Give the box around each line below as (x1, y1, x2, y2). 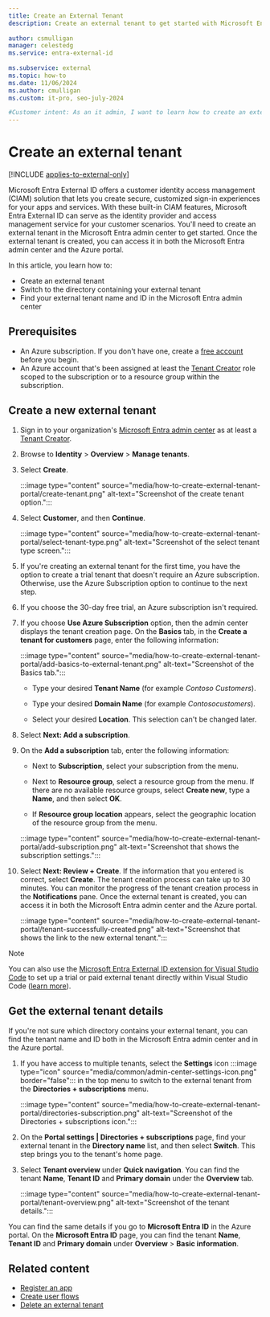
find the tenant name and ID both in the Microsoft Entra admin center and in (8, 1034, 259, 1044)
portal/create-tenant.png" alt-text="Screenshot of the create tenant (19, 489, 244, 498)
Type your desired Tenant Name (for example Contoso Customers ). (31, 683, 256, 693)
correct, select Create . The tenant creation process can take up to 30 (19, 874, 251, 884)
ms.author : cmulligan (8, 86, 81, 95)
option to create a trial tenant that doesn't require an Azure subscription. (19, 570, 260, 579)
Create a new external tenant (8, 403, 157, 418)
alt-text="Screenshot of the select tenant (124, 537, 260, 546)
